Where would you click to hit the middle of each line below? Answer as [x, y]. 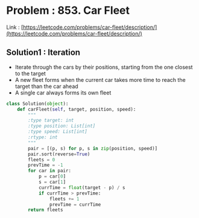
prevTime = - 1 [46, 165]
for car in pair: [49, 171]
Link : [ [15, 27]
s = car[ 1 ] [52, 182]
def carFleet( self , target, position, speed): [77, 109]
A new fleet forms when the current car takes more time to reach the [100, 79]
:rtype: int [43, 137]
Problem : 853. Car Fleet [68, 11]
